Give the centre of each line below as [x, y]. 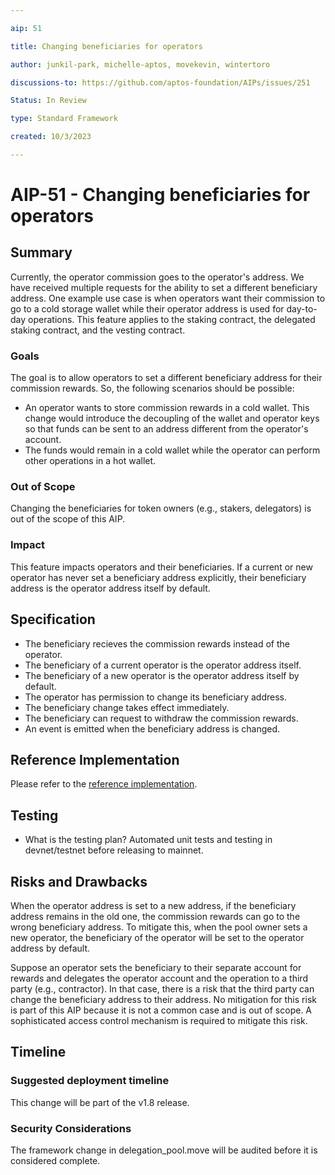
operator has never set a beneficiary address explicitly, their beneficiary [158, 577]
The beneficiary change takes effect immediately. [127, 707]
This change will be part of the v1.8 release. [100, 1102]
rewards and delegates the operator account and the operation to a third [159, 978]
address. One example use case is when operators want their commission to [168, 298]
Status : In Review [48, 101]
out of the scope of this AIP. [68, 519]
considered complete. [55, 1160]
